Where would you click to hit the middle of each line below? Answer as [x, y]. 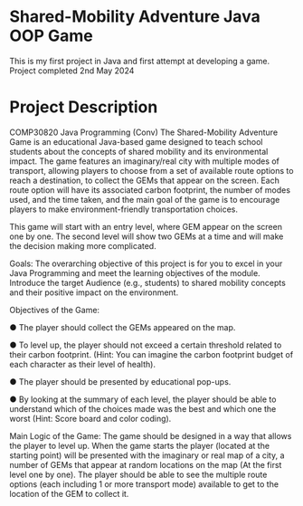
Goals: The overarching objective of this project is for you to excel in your [146, 263]
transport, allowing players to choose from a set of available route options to [151, 170]
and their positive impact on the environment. [94, 292]
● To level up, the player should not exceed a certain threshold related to [146, 345]
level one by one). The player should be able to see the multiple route [138, 474]
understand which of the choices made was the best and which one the [143, 408]
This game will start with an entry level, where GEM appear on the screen [146, 226]
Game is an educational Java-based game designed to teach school [136, 141]
